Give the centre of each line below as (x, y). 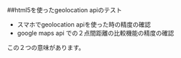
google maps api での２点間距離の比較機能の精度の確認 (96, 33)
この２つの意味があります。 (46, 47)
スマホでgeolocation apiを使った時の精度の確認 (84, 25)
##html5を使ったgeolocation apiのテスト (64, 10)
